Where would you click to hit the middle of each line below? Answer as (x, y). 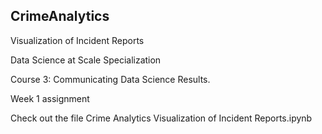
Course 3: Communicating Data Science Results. (110, 79)
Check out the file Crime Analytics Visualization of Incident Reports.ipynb (161, 118)
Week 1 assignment (50, 98)
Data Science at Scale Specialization (86, 60)
